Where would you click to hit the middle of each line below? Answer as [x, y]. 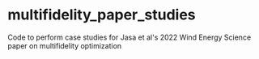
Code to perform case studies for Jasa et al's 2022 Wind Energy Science [129, 37]
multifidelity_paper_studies [102, 15]
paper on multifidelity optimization [65, 45]
